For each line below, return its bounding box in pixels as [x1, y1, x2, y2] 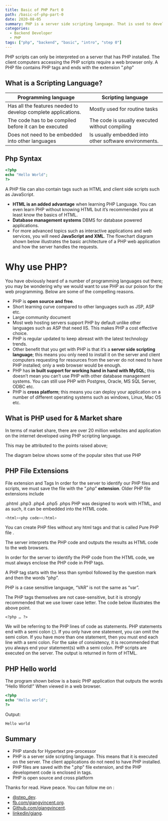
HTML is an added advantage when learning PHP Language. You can [12, 201, 156, 207]
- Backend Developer [9, 31, 52, 36]
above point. [5, 605, 31, 611]
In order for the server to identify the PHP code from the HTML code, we [5, 555, 155, 561]
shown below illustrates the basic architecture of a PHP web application [12, 239, 160, 244]
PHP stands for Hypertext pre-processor [12, 748, 96, 754]
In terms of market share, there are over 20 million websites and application [5, 427, 161, 433]
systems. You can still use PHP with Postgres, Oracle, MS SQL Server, [12, 378, 156, 384]
